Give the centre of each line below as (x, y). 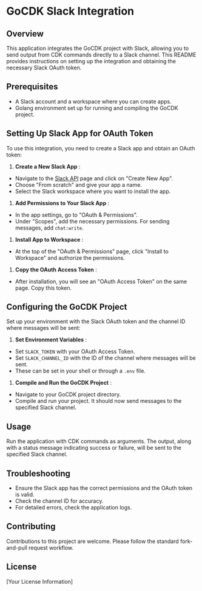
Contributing (31, 527)
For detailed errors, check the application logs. (73, 508)
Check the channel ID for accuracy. (59, 501)
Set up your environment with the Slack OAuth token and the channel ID (96, 321)
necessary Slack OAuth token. (44, 68)
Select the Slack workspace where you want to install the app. (93, 191)
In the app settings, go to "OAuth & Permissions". (76, 215)
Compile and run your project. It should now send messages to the (98, 401)
